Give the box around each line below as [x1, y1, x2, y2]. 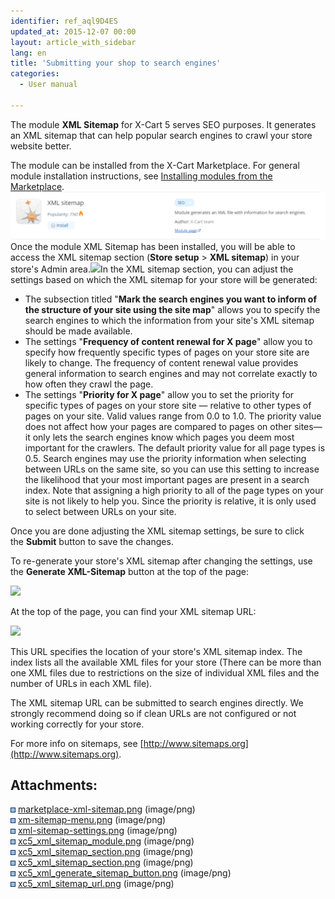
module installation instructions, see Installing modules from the [10, 170, 273, 182]
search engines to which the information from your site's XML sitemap [24, 314, 315, 326]
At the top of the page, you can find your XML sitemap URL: [10, 605, 257, 617]
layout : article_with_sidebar [10, 37, 137, 47]
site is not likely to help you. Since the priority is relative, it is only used [24, 495, 317, 507]
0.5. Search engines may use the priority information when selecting [24, 452, 307, 464]
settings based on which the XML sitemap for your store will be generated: [10, 273, 318, 285]
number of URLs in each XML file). [10, 677, 153, 689]
